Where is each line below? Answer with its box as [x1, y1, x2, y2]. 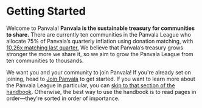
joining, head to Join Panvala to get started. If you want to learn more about [6, 75, 196, 82]
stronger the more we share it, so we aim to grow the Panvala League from [6, 50, 193, 57]
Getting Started [6, 4, 86, 18]
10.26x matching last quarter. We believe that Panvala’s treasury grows [6, 44, 184, 51]
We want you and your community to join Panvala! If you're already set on [6, 68, 192, 76]
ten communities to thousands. [6, 57, 84, 64]
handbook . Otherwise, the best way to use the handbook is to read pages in [6, 88, 197, 95]
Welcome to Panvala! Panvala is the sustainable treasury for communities [6, 24, 195, 32]
